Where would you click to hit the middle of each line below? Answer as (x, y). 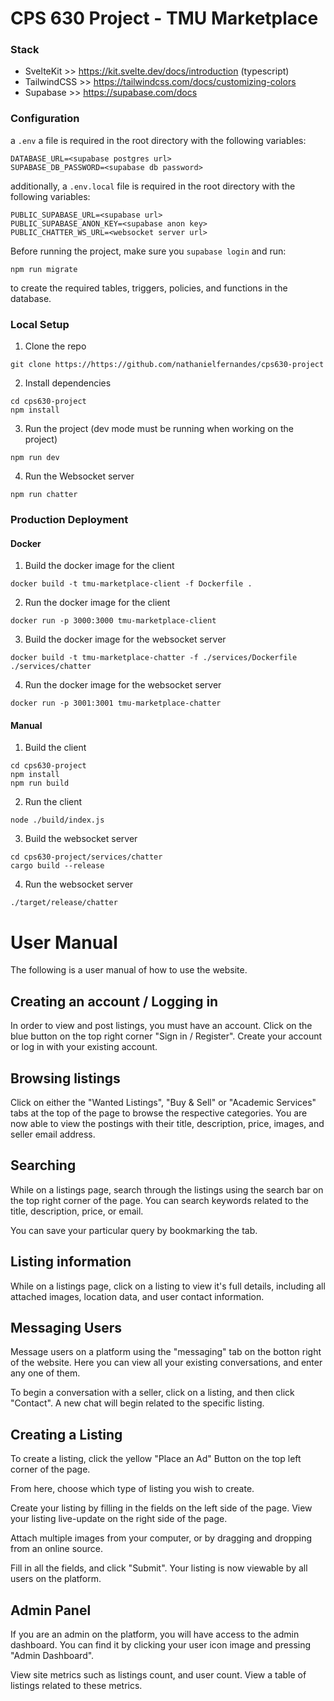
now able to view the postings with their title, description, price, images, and (167, 1123)
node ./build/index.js (57, 820)
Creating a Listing (66, 1434)
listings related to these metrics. (76, 1686)
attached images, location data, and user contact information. (137, 1296)
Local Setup (40, 324)
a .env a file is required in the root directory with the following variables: (158, 140)
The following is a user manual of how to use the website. (129, 970)
